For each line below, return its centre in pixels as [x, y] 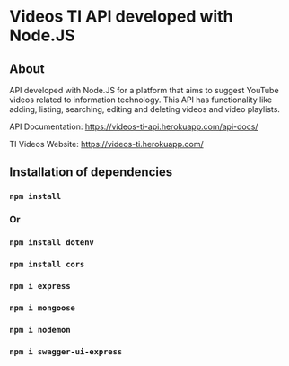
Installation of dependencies [91, 172]
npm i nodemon [40, 330]
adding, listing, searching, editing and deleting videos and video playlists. [145, 109]
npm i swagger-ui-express [66, 351]
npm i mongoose [43, 308]
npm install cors [47, 265]
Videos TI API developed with [121, 17]
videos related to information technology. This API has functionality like [140, 100]
